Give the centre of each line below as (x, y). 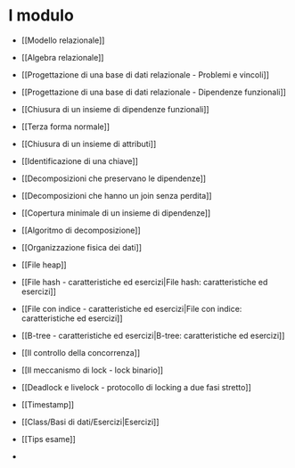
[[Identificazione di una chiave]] (80, 160)
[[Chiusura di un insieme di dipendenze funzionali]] (115, 109)
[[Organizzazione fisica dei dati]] (82, 247)
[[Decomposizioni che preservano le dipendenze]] (114, 178)
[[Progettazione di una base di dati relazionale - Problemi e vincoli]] (145, 74)
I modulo (41, 16)
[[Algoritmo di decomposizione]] (81, 230)
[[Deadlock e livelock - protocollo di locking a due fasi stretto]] (136, 387)
